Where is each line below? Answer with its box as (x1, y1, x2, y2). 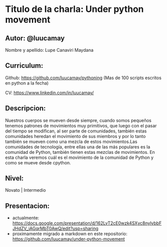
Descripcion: (5, 104, 46, 113)
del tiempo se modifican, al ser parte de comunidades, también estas (5, 128, 147, 134)
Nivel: (5, 174, 24, 183)
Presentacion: (5, 202, 50, 210)
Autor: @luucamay (5, 34, 65, 42)
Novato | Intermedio (5, 187, 46, 193)
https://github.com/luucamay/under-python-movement (12, 236, 125, 242)
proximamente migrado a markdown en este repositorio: (12, 231, 128, 237)
